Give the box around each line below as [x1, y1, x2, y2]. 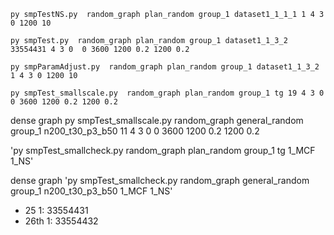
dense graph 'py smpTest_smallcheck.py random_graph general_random [10, 175, 310, 186]
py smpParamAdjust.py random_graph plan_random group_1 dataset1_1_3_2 [10, 62, 320, 72]
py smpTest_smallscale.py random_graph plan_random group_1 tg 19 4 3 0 [10, 88, 325, 98]
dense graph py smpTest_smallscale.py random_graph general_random [10, 115, 304, 126]
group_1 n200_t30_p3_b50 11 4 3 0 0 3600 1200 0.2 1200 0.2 [10, 125, 260, 137]
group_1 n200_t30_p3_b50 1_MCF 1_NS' [10, 185, 173, 197]
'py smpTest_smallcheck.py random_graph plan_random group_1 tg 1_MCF [10, 145, 316, 156]
